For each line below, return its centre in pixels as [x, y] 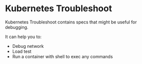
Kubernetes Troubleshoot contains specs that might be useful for [71, 22]
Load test [22, 51]
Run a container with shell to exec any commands [62, 56]
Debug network [28, 46]
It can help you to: [23, 37]
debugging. [17, 27]
